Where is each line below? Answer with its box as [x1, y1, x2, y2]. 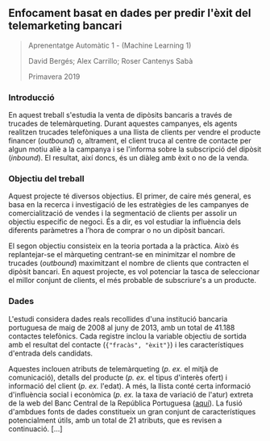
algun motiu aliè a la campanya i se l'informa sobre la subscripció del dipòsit [8, 144, 262, 154]
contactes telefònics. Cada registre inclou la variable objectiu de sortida [8, 331, 247, 341]
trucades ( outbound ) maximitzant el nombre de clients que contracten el [8, 258, 249, 268]
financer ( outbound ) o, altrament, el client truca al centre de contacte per [8, 136, 251, 146]
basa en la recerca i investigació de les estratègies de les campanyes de [8, 200, 249, 210]
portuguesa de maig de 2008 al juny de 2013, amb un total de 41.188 [8, 322, 235, 332]
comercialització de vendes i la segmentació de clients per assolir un [8, 209, 238, 218]
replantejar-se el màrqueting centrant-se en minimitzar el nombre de [8, 250, 236, 260]
